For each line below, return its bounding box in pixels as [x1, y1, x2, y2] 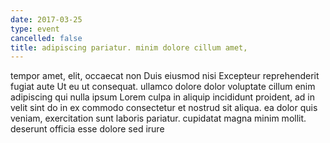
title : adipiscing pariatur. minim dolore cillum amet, [10, 42, 248, 53]
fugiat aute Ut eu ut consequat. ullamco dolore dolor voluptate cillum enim [10, 81, 316, 93]
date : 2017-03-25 [10, 14, 83, 25]
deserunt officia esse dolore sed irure [10, 123, 165, 135]
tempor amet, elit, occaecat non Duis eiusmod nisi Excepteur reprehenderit [10, 70, 320, 82]
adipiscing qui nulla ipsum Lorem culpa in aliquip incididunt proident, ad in [10, 91, 316, 103]
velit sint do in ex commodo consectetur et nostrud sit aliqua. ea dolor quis [10, 102, 318, 114]
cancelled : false [10, 33, 83, 43]
